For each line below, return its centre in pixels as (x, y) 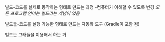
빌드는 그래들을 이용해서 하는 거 (36, 34)
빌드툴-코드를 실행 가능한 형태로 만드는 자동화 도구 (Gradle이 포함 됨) (72, 24)
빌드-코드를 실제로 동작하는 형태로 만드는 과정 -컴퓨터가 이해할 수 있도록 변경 (80, 7)
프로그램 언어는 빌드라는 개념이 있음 (45, 13)
